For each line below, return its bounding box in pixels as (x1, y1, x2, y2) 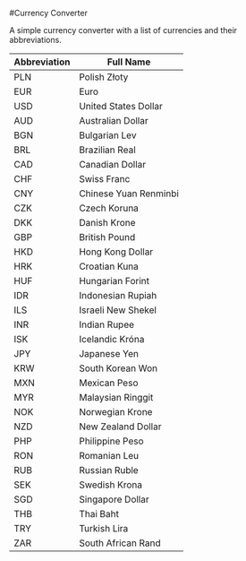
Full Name (106, 56, 151, 68)
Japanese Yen (79, 348, 139, 359)
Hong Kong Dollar (79, 246, 154, 258)
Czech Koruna (79, 202, 139, 214)
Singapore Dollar (79, 493, 149, 505)
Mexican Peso (79, 376, 139, 389)
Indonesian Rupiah (79, 289, 157, 301)
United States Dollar (79, 100, 164, 112)
